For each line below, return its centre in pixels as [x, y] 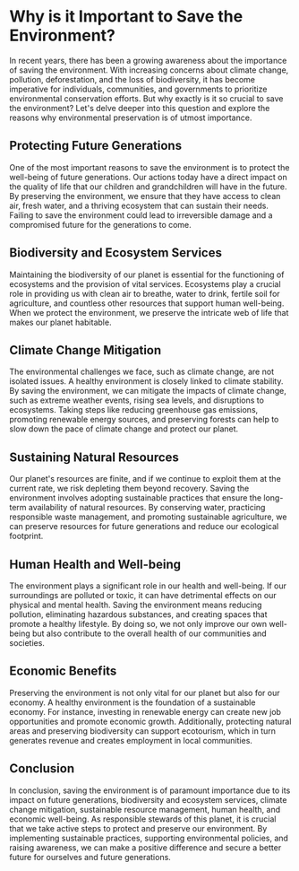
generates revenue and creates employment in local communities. [131, 740]
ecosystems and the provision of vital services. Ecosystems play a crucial [145, 283]
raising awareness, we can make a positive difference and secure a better [145, 847]
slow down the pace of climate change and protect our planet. [124, 429]
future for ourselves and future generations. [90, 857]
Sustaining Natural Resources [94, 457]
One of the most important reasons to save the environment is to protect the [149, 167]
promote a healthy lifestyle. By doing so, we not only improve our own [138, 624]
